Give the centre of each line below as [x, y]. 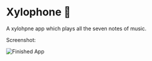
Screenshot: [21, 40]
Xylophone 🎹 [39, 12]
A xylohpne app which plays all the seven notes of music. [76, 28]
